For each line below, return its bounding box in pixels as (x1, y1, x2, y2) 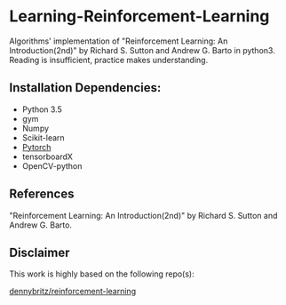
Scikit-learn (21, 132, 65, 143)
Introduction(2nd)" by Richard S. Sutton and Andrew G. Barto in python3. (9, 44, 275, 55)
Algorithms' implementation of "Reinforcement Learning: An (9, 36, 228, 46)
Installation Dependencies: (9, 80, 162, 95)
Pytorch (21, 141, 52, 152)
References (9, 187, 75, 202)
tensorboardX (21, 151, 74, 162)
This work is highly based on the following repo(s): (9, 269, 195, 279)
